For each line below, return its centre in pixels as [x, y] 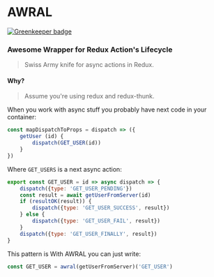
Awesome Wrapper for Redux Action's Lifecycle [90, 50]
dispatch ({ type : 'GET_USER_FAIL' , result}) [96, 221]
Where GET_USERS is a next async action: [64, 169]
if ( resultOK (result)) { [56, 202]
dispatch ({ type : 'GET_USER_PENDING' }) [76, 188]
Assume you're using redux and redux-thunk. [89, 96]
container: [22, 117]
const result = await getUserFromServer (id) [85, 195]
